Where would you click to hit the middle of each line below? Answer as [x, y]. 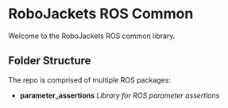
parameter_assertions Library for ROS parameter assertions [120, 95]
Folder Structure [50, 61]
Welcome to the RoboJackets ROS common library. [92, 36]
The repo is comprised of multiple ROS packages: [89, 79]
